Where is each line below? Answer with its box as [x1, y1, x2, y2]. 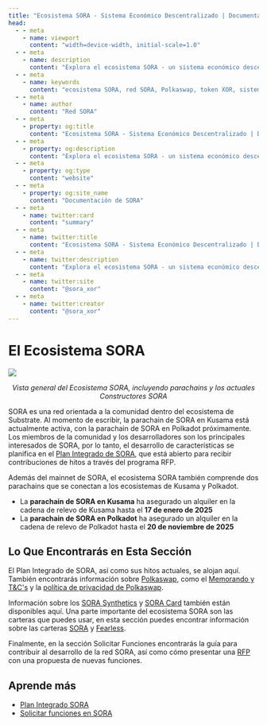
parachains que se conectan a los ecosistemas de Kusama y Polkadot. [8, 481, 239, 490]
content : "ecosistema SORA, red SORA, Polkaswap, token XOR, [29, 85, 237, 94]
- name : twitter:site [22, 277, 94, 286]
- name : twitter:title [22, 234, 98, 242]
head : [8, 19, 26, 27]
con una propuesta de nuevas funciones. [8, 656, 143, 665]
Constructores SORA [99, 391, 168, 401]
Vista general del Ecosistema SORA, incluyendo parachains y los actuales [11, 382, 256, 392]
